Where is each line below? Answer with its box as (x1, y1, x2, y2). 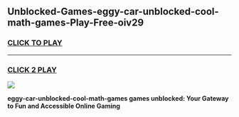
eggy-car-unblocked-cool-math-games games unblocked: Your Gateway (7, 94, 229, 102)
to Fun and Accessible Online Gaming (7, 101, 121, 110)
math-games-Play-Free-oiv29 (7, 17, 144, 29)
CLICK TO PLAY (7, 38, 63, 48)
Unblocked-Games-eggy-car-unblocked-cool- (7, 6, 219, 18)
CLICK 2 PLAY (7, 65, 57, 74)
